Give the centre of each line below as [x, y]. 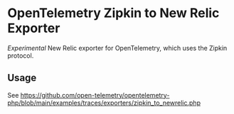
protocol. [21, 56]
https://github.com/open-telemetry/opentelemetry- [95, 95]
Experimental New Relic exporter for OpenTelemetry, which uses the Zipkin [117, 48]
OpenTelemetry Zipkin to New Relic [113, 13]
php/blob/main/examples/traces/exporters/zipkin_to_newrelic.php [104, 103]
